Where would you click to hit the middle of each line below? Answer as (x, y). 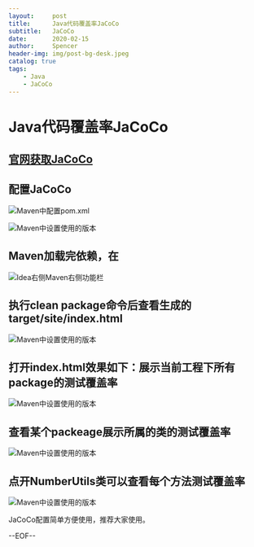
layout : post (38, 16)
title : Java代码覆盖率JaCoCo (64, 24)
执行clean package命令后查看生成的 (100, 306)
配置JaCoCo (40, 189)
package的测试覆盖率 (63, 382)
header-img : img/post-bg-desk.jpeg (69, 54)
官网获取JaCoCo (51, 160)
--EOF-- (22, 536)
